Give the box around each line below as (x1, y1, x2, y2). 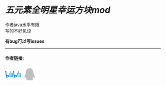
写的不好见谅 (5, 28, 31, 33)
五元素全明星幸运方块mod (5, 4, 111, 16)
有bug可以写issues (5, 38, 44, 44)
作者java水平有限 (5, 22, 40, 28)
